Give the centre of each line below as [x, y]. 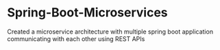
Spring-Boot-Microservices [87, 13]
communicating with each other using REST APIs [76, 38]
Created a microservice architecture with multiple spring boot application [110, 32]
